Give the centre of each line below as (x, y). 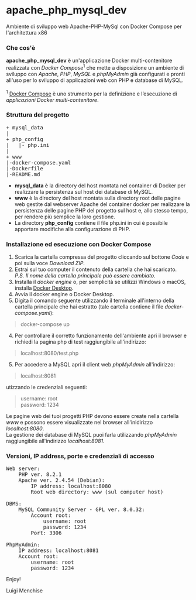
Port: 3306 (46, 533)
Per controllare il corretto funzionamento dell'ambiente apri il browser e (101, 336)
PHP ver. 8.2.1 (40, 474)
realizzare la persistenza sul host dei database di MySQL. (84, 191)
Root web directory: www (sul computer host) (97, 492)
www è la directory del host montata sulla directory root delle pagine (98, 198)
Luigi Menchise (24, 591)
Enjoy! (14, 580)
